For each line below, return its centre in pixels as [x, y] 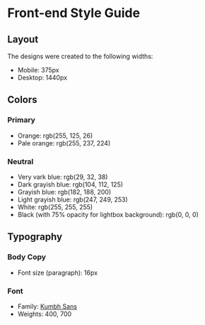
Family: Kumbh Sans [47, 306]
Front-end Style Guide [74, 13]
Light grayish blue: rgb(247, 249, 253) [73, 199]
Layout [23, 39]
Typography [35, 237]
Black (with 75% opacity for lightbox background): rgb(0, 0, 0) [108, 214]
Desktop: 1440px [42, 77]
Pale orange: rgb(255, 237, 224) [64, 143]
